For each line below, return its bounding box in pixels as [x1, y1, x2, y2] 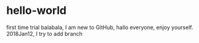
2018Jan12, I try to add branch [6, 30, 83, 37]
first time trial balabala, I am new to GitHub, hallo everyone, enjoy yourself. [6, 24, 194, 31]
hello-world [6, 4, 67, 18]
